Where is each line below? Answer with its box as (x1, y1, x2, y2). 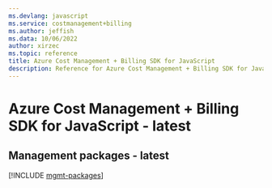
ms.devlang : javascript (8, 11, 89, 20)
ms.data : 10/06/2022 (8, 34, 79, 43)
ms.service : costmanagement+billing (8, 19, 132, 28)
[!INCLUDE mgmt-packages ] (8, 170, 104, 180)
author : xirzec (8, 42, 60, 50)
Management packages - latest (8, 149, 170, 163)
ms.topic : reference (8, 49, 79, 58)
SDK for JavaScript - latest (8, 117, 192, 135)
